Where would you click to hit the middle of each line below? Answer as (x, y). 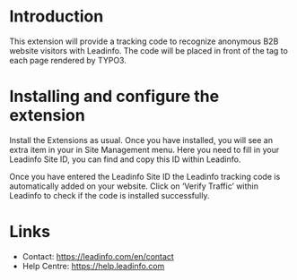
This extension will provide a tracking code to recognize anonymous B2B (144, 41)
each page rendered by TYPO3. (68, 60)
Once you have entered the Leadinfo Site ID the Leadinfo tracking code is (145, 176)
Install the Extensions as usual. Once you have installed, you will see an (141, 140)
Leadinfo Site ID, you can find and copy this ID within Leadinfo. (125, 159)
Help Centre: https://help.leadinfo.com (93, 266)
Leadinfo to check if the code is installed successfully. (109, 195)
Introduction (57, 17)
